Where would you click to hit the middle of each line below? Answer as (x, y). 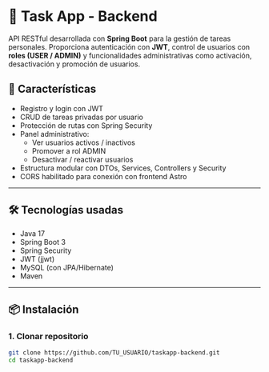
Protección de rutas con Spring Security (86, 125)
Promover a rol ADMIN (69, 150)
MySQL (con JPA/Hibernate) (67, 267)
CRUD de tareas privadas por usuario (82, 117)
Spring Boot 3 (43, 242)
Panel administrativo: (54, 134)
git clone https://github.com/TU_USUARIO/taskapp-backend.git (114, 353)
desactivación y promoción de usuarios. (74, 64)
